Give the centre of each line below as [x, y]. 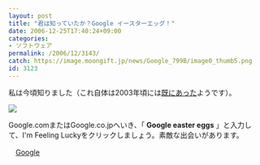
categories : [28, 38]
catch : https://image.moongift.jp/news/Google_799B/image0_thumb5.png [130, 61]
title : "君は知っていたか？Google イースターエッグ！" [92, 23]
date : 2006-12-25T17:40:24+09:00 [65, 31]
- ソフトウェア [30, 46]
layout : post [30, 16]
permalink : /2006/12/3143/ [54, 53]
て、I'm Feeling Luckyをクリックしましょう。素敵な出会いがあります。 [126, 135]
